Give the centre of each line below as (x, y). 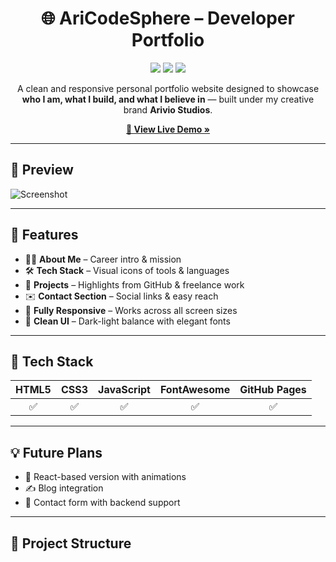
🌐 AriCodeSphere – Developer (168, 18)
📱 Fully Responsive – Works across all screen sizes (131, 310)
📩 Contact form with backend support (102, 503)
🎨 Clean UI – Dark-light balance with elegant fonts (127, 321)
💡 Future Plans (56, 452)
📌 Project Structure (71, 543)
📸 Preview (42, 170)
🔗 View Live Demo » (168, 129)
